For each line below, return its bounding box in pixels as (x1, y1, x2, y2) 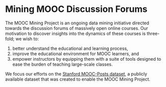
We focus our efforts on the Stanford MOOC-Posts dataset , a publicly (5, 71, 148, 77)
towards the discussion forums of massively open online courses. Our (5, 25, 148, 31)
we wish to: (15, 36, 39, 42)
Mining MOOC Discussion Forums (5, 3, 148, 15)
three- (146, 30, 160, 36)
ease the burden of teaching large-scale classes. (12, 61, 113, 67)
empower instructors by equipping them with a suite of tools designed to (12, 56, 162, 62)
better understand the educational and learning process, (12, 45, 128, 51)
